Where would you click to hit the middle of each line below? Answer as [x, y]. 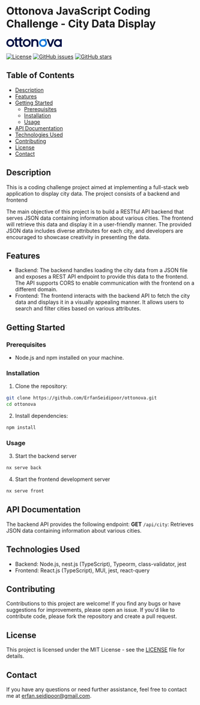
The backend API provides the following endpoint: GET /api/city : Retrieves [100, 524]
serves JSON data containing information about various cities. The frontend [100, 218]
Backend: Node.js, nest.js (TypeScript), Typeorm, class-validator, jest [101, 564]
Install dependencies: [41, 416]
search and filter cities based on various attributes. [78, 309]
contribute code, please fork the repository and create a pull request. [92, 616]
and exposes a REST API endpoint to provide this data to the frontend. [102, 277]
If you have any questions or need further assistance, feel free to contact [97, 689]
